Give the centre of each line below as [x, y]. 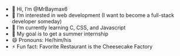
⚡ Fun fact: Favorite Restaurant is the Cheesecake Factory [82, 46]
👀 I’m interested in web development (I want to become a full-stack [93, 15]
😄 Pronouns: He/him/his [41, 40]
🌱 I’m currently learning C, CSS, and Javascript [69, 27]
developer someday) [37, 21]
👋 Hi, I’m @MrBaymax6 [39, 9]
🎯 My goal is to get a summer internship [60, 34]
